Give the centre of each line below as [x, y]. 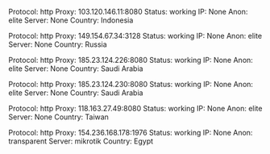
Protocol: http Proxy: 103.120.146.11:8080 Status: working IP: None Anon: [128, 12]
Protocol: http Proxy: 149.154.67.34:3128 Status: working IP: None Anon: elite [135, 36]
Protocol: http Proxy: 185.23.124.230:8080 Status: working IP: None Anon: [131, 84]
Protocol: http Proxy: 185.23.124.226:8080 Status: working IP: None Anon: [131, 60]
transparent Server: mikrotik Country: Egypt [81, 141]
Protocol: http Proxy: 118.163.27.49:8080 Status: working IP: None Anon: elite [135, 108]
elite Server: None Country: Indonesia [71, 20]
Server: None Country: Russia [58, 44]
